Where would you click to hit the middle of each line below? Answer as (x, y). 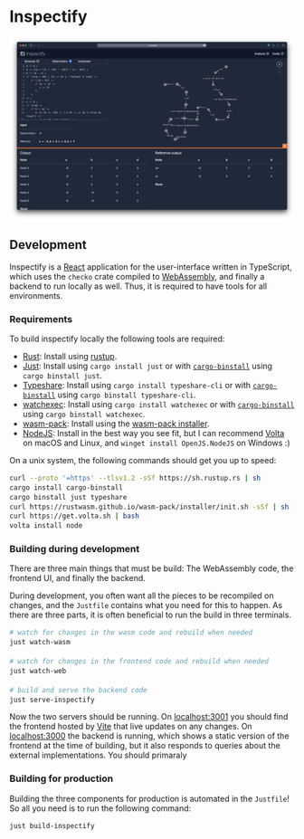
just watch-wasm (40, 643)
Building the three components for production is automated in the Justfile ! (149, 798)
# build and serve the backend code (78, 690)
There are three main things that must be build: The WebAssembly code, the (152, 568)
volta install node (46, 526)
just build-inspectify (52, 825)
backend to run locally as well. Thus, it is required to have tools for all (138, 286)
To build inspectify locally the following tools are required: (117, 338)
